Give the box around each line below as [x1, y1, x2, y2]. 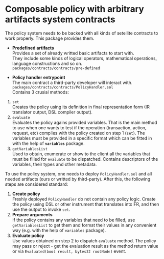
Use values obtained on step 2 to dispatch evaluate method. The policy [12, 237, 157, 244]
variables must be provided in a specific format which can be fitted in [12, 135, 152, 141]
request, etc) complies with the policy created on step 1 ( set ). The [12, 130, 145, 136]
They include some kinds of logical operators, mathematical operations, [12, 55, 157, 61]
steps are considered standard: [5, 181, 69, 187]
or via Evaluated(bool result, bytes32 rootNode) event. [12, 248, 126, 254]
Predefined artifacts [12, 45, 54, 51]
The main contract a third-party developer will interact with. [12, 80, 133, 86]
